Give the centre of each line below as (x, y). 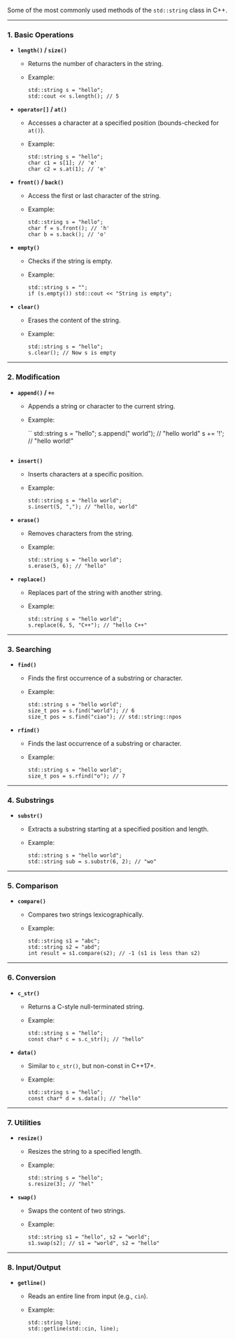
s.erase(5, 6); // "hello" (67, 566)
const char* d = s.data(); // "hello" (84, 1098)
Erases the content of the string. (74, 320)
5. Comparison (33, 886)
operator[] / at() (42, 109)
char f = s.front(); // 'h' (69, 228)
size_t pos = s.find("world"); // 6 (81, 711)
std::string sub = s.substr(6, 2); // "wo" (92, 862)
